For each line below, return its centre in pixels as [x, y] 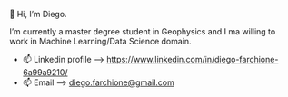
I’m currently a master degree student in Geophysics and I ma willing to [143, 31]
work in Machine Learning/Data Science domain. [101, 41]
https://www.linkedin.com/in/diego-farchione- [192, 59]
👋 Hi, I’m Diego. [38, 14]
